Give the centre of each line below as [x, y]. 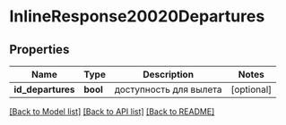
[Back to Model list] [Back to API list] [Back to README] [112, 112]
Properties [39, 50]
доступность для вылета [168, 89]
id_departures [44, 89]
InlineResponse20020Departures [137, 17]
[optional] [251, 89]
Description [169, 75]
